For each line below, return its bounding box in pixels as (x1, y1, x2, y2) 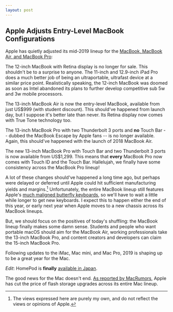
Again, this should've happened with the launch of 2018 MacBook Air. (5, 138, 153, 144)
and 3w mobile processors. (5, 91, 63, 97)
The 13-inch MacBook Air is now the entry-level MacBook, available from (5, 101, 160, 107)
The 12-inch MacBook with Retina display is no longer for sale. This (5, 64, 148, 70)
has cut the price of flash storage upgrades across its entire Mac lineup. (5, 281, 159, 287)
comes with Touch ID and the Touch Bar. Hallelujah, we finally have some (5, 159, 161, 165)
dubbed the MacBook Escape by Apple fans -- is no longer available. (8, 133, 155, 139)
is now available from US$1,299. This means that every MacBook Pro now (5, 154, 163, 160)
